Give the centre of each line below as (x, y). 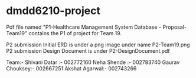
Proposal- (174, 27)
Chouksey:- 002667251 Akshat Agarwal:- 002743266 (71, 68)
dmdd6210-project (53, 11)
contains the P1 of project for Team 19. (75, 33)
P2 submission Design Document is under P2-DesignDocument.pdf (88, 50)
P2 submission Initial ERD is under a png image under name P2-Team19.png (98, 45)
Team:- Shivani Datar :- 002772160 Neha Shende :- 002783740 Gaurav (93, 62)
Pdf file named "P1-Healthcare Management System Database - (84, 27)
